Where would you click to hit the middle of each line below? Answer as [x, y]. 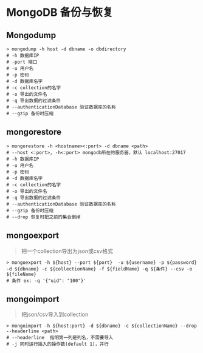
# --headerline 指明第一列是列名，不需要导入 [60, 338]
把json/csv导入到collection [55, 314]
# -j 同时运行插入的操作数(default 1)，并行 [58, 344]
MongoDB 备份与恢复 [60, 12]
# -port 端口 [22, 62]
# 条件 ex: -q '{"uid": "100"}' [46, 281]
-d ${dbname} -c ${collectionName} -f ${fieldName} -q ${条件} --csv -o [99, 269]
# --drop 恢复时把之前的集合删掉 [43, 217]
